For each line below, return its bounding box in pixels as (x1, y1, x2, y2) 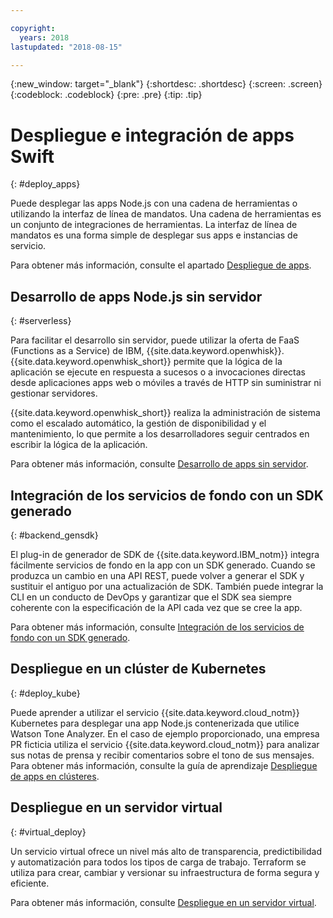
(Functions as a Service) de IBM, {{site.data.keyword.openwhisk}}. (10, 345, 285, 357)
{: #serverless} (10, 315, 72, 327)
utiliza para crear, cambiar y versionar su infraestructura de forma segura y (10, 866, 320, 878)
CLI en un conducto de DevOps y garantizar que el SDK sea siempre (10, 591, 292, 603)
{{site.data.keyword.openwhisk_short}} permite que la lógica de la (10, 356, 283, 368)
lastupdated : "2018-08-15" (10, 42, 123, 52)
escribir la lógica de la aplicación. (10, 439, 148, 451)
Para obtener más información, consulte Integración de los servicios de (10, 621, 305, 633)
